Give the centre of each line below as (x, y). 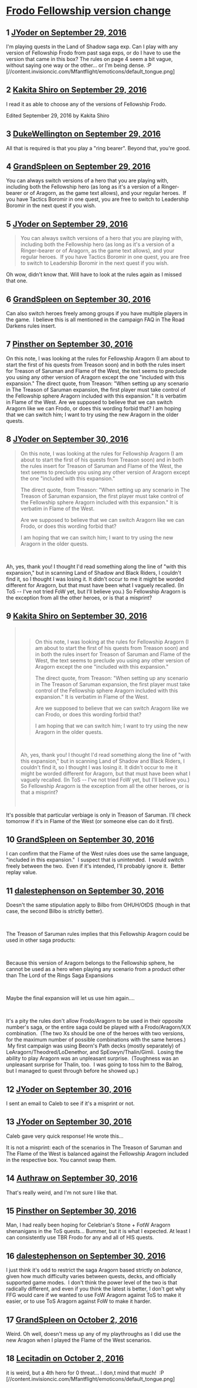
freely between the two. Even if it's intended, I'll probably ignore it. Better (96, 866)
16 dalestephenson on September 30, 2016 (86, 1256)
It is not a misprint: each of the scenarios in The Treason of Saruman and (94, 1147)
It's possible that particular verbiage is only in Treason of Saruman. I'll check (98, 815)
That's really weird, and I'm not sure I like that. (62, 1192)
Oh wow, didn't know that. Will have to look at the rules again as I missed (94, 275)
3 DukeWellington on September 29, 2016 (84, 134)
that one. (17, 281)
